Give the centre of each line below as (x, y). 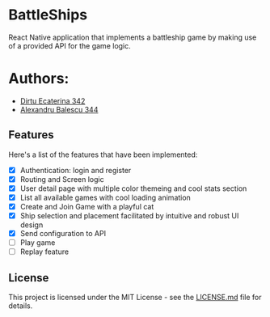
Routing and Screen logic (62, 179)
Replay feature (44, 251)
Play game (38, 243)
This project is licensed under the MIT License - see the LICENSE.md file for (135, 298)
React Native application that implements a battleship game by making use (133, 37)
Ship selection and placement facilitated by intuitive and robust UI (129, 216)
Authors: (39, 79)
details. (21, 306)
